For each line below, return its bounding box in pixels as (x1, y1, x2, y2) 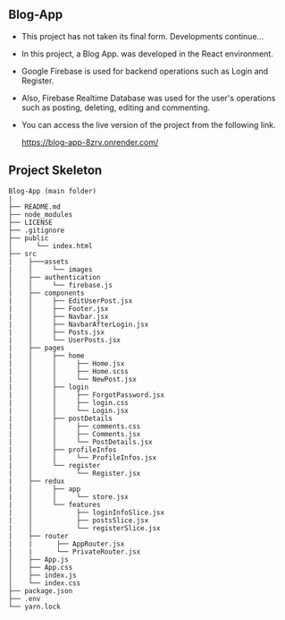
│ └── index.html (8, 241, 93, 250)
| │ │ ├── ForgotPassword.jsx (8, 390, 165, 400)
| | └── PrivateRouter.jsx (8, 547, 141, 556)
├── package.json (8, 586, 73, 595)
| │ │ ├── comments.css (8, 421, 141, 431)
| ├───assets (8, 257, 69, 266)
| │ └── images (8, 264, 93, 274)
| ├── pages (8, 343, 65, 352)
